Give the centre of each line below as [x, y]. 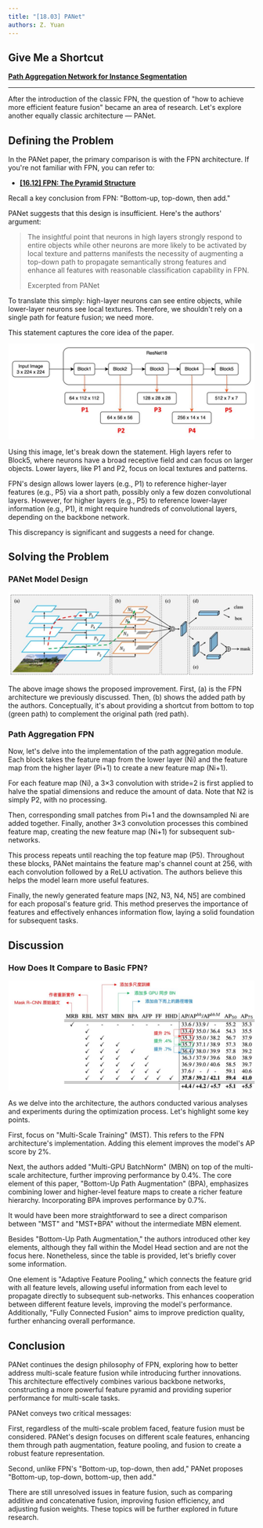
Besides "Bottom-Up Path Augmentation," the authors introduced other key [129, 1239]
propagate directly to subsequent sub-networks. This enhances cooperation [131, 1296]
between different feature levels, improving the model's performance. [120, 1304]
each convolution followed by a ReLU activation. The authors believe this [125, 872]
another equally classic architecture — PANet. [82, 116]
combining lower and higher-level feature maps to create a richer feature [125, 1192]
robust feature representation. [57, 1453]
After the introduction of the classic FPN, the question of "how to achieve [126, 99]
